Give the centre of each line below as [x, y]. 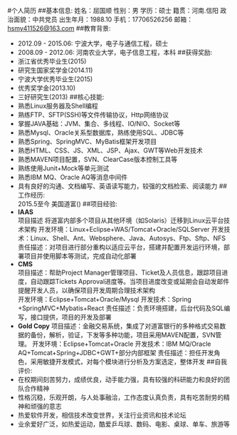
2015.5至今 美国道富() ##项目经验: [67, 204]
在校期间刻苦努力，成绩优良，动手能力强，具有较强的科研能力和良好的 [121, 379]
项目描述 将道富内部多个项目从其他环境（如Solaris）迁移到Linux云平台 [121, 220]
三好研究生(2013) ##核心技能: [61, 97]
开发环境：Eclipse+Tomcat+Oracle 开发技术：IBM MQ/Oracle [121, 344]
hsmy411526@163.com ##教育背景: [59, 28]
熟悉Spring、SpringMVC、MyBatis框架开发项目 [87, 142]
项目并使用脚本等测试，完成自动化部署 [80, 256]
